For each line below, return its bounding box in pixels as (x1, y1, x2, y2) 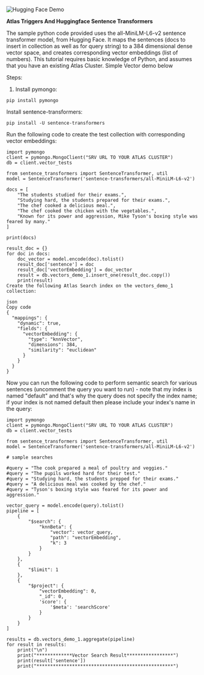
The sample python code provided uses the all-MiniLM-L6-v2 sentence (6, 29, 186, 37)
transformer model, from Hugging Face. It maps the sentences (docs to (6, 36, 186, 43)
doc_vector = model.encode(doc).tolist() (17, 256, 124, 262)
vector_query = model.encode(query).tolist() (6, 503, 124, 509)
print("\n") (17, 647, 48, 653)
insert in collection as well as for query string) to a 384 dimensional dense (6, 43, 193, 50)
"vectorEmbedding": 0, (38, 588, 97, 594)
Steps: (6, 74, 23, 81)
